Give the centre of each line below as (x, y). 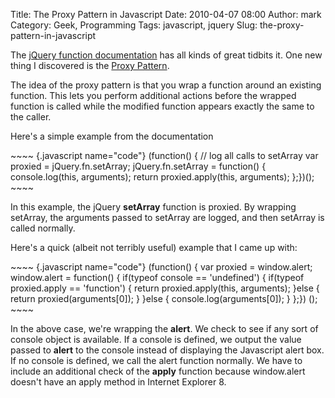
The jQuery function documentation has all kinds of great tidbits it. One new (166, 55)
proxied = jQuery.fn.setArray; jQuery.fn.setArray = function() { (138, 166)
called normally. (43, 228)
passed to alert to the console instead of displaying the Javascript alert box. (167, 350)
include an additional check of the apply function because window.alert (158, 371)
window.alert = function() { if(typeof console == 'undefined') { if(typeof (157, 277)
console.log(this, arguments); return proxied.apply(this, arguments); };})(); (162, 177)
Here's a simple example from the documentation (112, 136)
